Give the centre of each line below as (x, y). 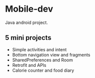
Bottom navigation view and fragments (51, 55)
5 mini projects (28, 38)
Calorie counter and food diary (43, 70)
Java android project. (26, 22)
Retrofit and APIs (29, 65)
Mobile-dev (29, 9)
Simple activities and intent (39, 49)
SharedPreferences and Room (43, 60)
